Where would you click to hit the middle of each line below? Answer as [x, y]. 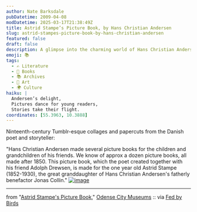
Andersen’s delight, [36, 98]
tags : [13, 60]
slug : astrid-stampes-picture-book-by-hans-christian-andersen [85, 33]
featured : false [26, 39]
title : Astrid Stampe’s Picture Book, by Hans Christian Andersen [89, 28]
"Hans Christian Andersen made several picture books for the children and [96, 149]
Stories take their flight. [46, 110]
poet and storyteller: [30, 138]
